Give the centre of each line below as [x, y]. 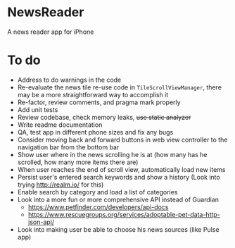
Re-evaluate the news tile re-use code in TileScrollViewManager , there [119, 87]
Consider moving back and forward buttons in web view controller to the [122, 139]
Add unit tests [38, 109]
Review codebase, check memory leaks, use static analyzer [104, 117]
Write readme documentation [60, 125]
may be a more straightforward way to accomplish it [93, 94]
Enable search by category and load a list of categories [97, 192]
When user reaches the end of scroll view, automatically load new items [122, 169]
